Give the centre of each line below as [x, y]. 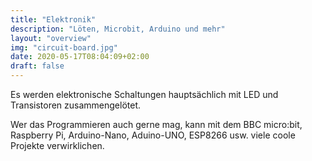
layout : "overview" [51, 38]
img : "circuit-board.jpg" [64, 47]
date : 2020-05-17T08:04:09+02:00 [80, 57]
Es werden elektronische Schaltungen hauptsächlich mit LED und [144, 94]
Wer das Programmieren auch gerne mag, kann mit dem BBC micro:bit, [156, 124]
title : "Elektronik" [53, 19]
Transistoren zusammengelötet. [76, 105]
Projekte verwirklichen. [57, 145]
